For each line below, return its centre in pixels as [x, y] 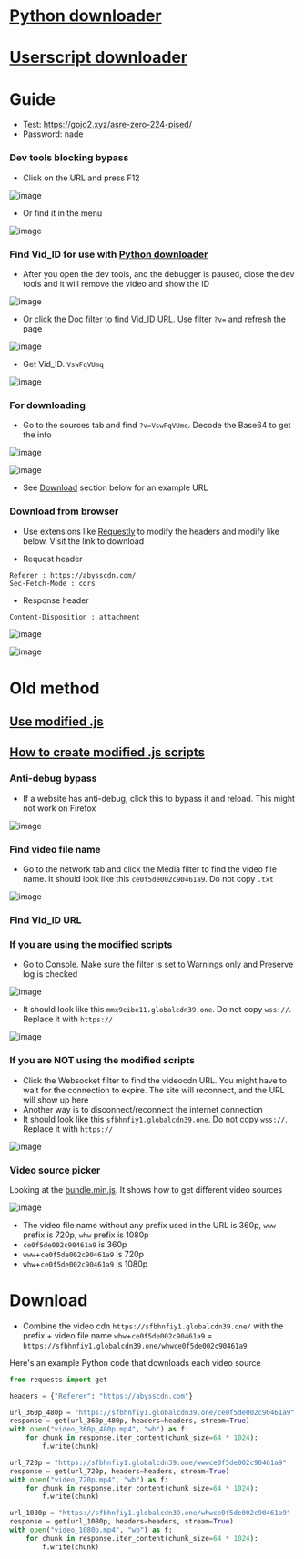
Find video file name [56, 849]
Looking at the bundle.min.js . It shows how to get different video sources [146, 1189]
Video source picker [55, 1170]
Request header [53, 559]
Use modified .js [56, 722]
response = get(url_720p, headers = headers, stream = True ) [120, 1471]
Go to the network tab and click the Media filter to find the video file [150, 869]
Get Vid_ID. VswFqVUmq [63, 364]
